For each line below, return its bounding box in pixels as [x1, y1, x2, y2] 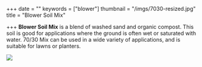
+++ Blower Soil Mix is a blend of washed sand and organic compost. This [6, 24, 194, 30]
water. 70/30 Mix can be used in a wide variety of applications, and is [6, 36, 181, 43]
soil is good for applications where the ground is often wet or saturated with [6, 30, 197, 37]
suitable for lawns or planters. [6, 42, 81, 49]
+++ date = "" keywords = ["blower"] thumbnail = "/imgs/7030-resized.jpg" [6, 5, 196, 12]
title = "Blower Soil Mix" [6, 11, 66, 19]
